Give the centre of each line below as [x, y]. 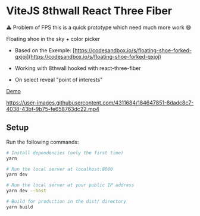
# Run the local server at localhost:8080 [60, 169]
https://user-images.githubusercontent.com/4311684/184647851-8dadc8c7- [100, 103]
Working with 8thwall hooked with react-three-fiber [78, 68]
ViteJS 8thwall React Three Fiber [89, 11]
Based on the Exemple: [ [45, 50]
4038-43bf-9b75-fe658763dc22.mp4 [53, 109]
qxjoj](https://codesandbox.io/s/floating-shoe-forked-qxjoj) [88, 56]
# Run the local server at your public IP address [70, 185]
